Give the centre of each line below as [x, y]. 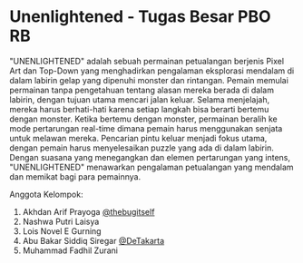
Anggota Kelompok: [46, 194]
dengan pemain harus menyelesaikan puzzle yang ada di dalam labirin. [142, 148]
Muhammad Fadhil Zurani [70, 250]
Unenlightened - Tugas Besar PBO [140, 17]
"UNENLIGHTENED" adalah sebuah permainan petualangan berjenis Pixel [147, 61]
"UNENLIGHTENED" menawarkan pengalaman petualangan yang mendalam [151, 167]
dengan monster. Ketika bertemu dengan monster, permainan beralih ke [144, 119]
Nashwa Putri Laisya [61, 221]
